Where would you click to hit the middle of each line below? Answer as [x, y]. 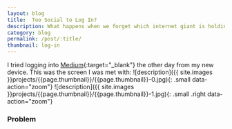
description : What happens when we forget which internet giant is [106, 26]
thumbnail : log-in [33, 45]
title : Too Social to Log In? [52, 20]
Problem [22, 119]
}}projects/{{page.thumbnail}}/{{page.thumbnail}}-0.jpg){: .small [99, 79]
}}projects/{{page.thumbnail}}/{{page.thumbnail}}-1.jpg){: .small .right [106, 94]
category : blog [29, 33]
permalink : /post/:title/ [44, 39]
